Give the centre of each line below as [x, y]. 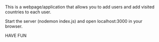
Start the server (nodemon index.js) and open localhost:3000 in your [74, 21]
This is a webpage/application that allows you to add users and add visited [80, 7]
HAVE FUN [16, 36]
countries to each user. [28, 12]
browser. [14, 26]
